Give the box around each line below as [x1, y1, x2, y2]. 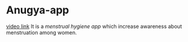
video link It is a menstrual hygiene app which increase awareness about [6, 23, 182, 30]
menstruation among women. [6, 29, 78, 36]
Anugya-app [6, 3, 69, 17]
